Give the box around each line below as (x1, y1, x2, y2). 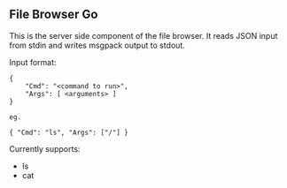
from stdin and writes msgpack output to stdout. (9, 40, 186, 50)
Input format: (9, 56, 57, 67)
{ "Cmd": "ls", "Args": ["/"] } (9, 128, 128, 137)
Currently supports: (9, 143, 81, 154)
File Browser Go (9, 7, 99, 22)
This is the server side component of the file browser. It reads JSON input (9, 30, 278, 41)
